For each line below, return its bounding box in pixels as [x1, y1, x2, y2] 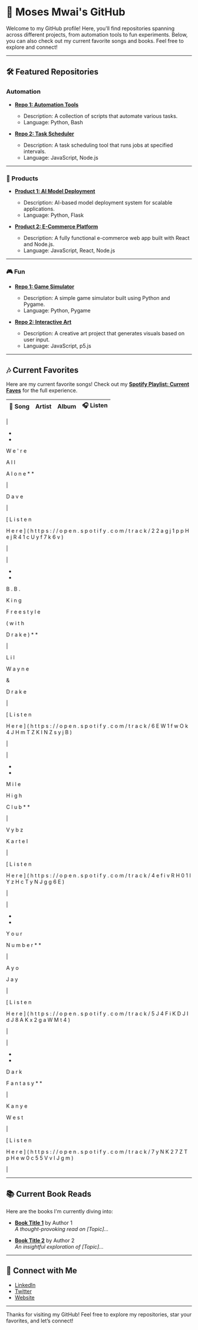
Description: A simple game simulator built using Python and [23, 295, 170, 302]
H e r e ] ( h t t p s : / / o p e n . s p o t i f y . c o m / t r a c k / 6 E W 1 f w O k [6, 722, 189, 730]
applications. [23, 205, 55, 212]
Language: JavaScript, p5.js [23, 342, 91, 349]
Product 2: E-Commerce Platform [14, 223, 98, 230]
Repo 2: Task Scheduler [14, 130, 75, 137]
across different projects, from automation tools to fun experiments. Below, [6, 31, 188, 38]
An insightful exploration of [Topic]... [14, 1243, 104, 1250]
